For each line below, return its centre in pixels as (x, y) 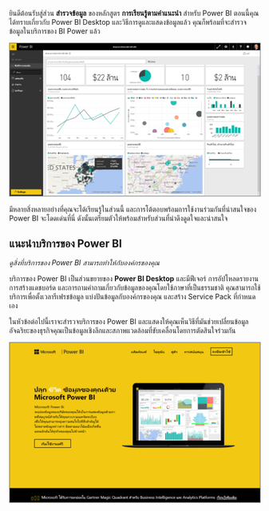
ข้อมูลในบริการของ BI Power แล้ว (55, 31)
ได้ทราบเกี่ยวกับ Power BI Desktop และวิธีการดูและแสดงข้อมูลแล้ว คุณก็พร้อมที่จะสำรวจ (128, 22)
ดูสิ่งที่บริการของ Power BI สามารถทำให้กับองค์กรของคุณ (85, 263)
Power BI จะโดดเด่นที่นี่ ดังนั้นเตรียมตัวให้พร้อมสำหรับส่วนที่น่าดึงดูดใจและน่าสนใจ (119, 218)
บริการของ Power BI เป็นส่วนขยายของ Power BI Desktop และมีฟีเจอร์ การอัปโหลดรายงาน (134, 279)
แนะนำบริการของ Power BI (65, 244)
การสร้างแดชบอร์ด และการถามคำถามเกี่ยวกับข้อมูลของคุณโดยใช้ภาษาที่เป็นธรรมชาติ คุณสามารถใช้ (135, 287)
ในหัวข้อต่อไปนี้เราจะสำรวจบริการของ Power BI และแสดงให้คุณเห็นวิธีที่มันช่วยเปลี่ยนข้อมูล (129, 322)
